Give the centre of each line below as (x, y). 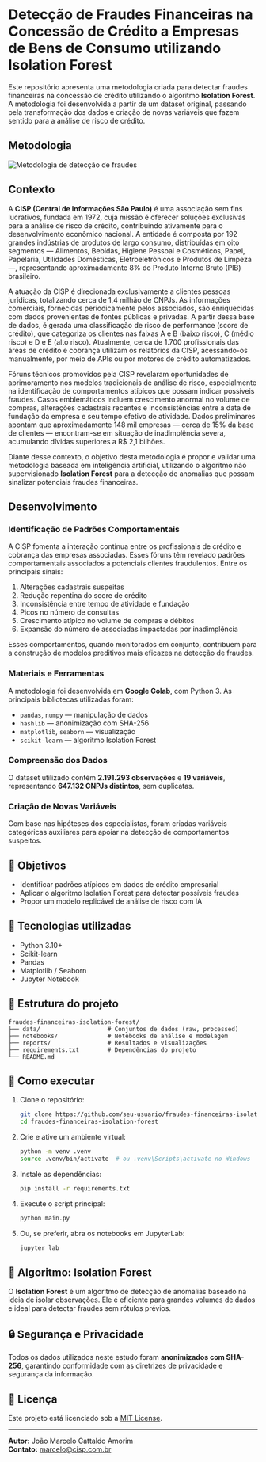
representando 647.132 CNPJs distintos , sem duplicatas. (101, 786)
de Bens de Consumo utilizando (115, 48)
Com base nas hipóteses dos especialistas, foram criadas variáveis (118, 824)
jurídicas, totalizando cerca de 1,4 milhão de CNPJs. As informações (120, 299)
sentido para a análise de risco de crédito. (77, 120)
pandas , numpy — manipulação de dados (84, 714)
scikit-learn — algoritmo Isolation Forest (88, 740)
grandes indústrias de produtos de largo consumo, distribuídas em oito (124, 242)
